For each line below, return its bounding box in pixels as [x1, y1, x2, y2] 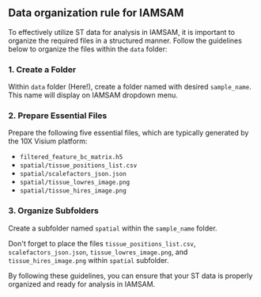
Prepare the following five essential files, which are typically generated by [8, 128, 249, 138]
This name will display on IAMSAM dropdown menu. [8, 90, 178, 100]
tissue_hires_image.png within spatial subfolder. [8, 255, 169, 265]
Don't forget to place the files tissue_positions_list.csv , [8, 238, 196, 248]
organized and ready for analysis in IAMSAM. [8, 279, 156, 288]
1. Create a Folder [8, 63, 77, 74]
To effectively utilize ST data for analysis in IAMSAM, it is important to [8, 27, 236, 36]
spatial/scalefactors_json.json [19, 170, 127, 178]
